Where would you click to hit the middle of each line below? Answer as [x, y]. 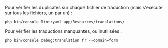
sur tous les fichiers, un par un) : [39, 13]
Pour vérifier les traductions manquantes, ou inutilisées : [64, 31]
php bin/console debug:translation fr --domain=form [61, 40]
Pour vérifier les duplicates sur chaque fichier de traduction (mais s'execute [84, 7]
